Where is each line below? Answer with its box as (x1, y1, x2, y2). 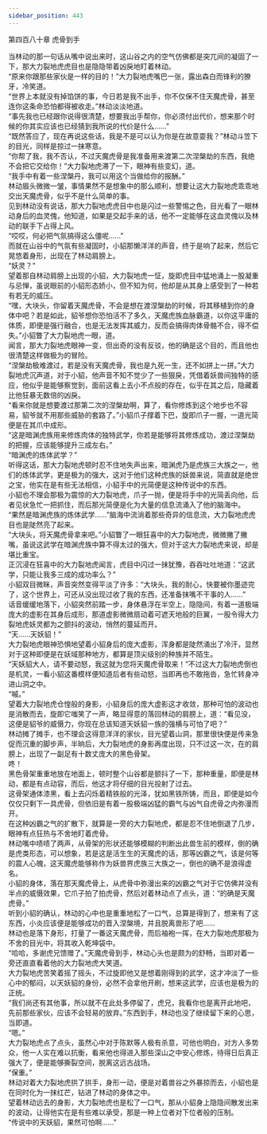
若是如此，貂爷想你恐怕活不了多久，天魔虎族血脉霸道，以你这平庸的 (35, 310, 259, 320)
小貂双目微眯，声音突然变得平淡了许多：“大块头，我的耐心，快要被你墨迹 (8, 579, 249, 589)
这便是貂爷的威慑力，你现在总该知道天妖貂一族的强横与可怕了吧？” (8, 719, 228, 728)
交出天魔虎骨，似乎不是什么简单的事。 (8, 190, 133, 200)
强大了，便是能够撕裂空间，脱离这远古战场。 (8, 1057, 155, 1067)
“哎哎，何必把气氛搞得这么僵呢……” (8, 230, 124, 240)
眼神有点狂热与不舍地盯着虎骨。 (8, 828, 113, 838)
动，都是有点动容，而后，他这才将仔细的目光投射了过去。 (8, 779, 196, 788)
